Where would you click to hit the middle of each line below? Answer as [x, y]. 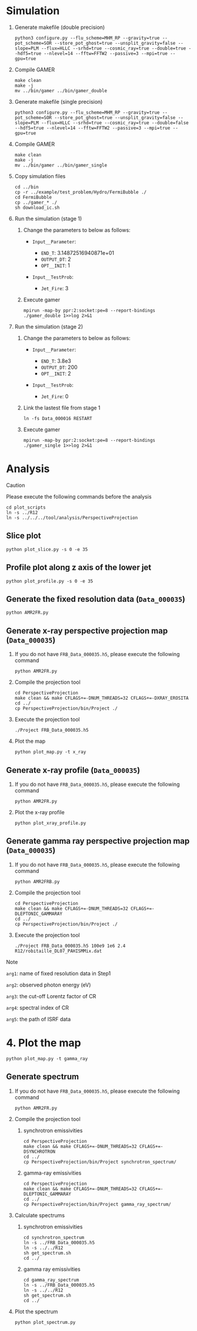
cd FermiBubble [33, 197]
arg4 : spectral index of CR [38, 1008]
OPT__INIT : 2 [56, 373]
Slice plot [24, 536]
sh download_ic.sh [37, 208]
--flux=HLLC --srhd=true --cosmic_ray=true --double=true [113, 48]
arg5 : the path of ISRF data [39, 1019]
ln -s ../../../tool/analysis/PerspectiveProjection [72, 517]
